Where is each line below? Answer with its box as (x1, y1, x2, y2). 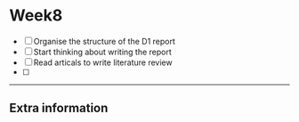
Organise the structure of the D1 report (33, 36, 176, 46)
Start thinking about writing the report (33, 46, 172, 57)
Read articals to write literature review (33, 57, 173, 68)
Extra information (9, 101, 109, 116)
